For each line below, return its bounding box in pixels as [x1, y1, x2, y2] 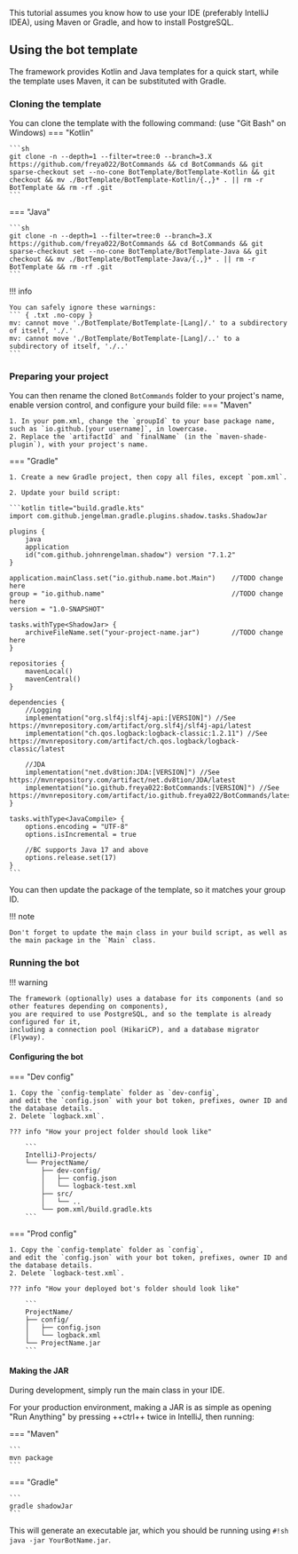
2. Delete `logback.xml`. [9, 1111, 105, 1121]
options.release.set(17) [25, 854, 117, 863]
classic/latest [9, 745, 66, 753]
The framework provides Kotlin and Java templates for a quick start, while [9, 66, 279, 76]
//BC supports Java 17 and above [25, 846, 149, 855]
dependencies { [9, 698, 66, 707]
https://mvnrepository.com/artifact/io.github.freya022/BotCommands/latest [9, 792, 295, 801]
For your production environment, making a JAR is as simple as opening [9, 1402, 272, 1413]
